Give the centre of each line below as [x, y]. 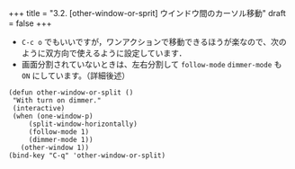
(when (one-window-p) [53, 116]
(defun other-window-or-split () [71, 93]
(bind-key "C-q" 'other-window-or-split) [87, 156]
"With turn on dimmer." [57, 101]
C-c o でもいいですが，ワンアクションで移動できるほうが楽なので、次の [154, 42]
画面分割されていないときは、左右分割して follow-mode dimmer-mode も [152, 64]
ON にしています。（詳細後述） [76, 76]
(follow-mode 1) [59, 132]
